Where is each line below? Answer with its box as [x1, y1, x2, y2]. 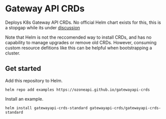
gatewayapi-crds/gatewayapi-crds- [89, 105, 162, 111]
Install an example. [5, 96, 44, 102]
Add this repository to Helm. [5, 77, 63, 83]
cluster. [5, 50, 21, 56]
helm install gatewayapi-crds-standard [5, 105, 88, 111]
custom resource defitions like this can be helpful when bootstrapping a [5, 45, 153, 51]
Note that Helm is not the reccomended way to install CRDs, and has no [5, 34, 152, 40]
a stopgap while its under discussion [5, 24, 81, 30]
